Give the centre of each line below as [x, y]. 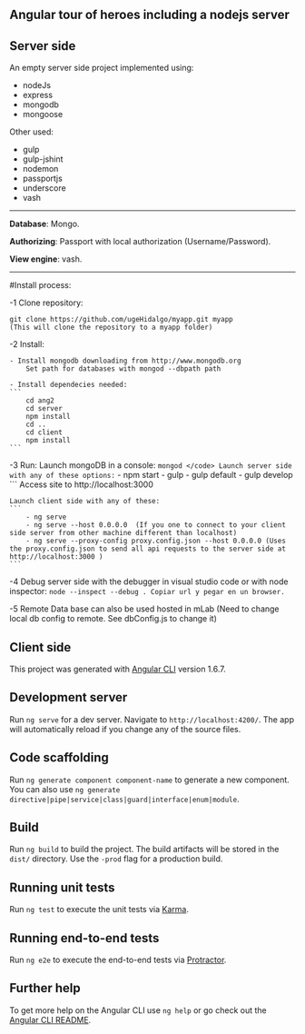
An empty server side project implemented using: [102, 68]
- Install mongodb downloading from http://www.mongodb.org [126, 361]
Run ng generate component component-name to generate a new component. [150, 780]
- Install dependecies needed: [69, 385]
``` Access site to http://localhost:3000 [82, 484]
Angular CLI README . [50, 1019]
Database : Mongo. [44, 224]
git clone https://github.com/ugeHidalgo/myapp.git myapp [121, 320]
